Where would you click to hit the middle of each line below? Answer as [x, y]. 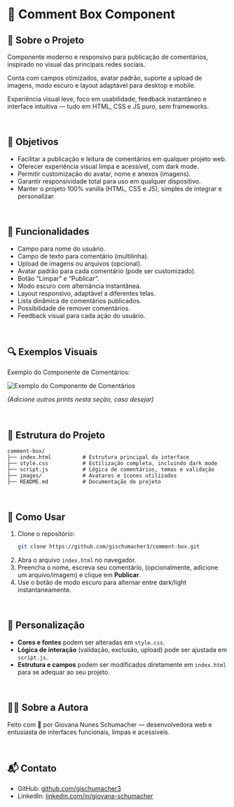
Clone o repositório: [46, 534]
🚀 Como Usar [36, 517]
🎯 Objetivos [33, 142]
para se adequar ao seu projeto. [63, 672]
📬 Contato [32, 768]
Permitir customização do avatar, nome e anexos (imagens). [104, 174]
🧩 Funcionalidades [48, 232]
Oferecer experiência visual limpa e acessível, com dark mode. [108, 166]
